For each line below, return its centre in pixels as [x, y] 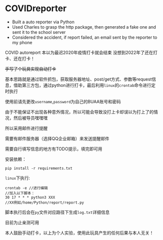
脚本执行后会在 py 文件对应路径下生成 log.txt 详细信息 [57, 212]
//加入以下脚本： [20, 193]
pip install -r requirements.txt [39, 168]
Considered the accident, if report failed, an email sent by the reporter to [85, 37]
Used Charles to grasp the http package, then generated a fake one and [84, 27]
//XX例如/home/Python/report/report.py [45, 202]
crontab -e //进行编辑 [26, 188]
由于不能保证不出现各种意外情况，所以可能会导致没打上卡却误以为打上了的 [79, 112]
